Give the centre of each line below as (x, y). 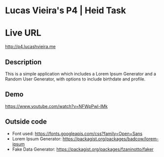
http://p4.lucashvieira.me (30, 47)
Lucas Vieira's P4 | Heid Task (66, 11)
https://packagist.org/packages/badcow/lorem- (111, 139)
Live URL (23, 33)
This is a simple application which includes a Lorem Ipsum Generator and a (81, 74)
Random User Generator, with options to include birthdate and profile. (75, 79)
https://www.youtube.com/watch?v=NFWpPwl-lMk (56, 106)
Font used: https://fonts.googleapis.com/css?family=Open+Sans (77, 133)
